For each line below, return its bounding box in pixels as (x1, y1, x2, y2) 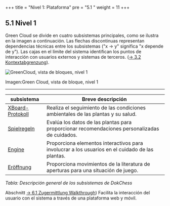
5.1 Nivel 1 (5, 19, 36, 27)
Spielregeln (8, 125, 35, 132)
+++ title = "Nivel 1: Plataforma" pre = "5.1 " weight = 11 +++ (5, 5, 130, 10)
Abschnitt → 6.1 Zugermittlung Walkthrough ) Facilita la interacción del (5, 189, 150, 195)
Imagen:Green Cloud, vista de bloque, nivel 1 (5, 78, 99, 85)
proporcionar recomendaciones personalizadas (46, 125, 159, 132)
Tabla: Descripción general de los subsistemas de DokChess (5, 180, 133, 186)
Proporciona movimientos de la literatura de (46, 160, 150, 168)
